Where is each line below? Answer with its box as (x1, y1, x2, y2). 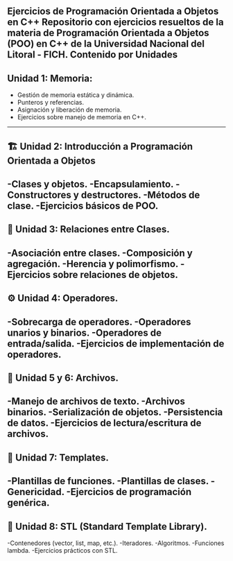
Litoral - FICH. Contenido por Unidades (7, 49, 178, 61)
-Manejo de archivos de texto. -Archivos (7, 395, 185, 408)
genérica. (7, 497, 50, 509)
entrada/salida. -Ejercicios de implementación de (7, 338, 225, 349)
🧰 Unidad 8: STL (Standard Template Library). (7, 520, 207, 533)
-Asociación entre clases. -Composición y (7, 247, 193, 259)
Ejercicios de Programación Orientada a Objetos (7, 6, 219, 17)
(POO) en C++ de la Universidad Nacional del (7, 38, 205, 50)
